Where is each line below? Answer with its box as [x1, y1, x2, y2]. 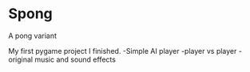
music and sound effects [34, 55, 116, 64]
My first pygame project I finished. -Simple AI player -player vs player [8, 46, 237, 55]
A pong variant [8, 31, 58, 40]
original [8, 55, 34, 64]
